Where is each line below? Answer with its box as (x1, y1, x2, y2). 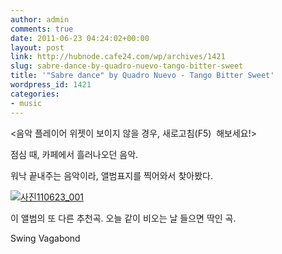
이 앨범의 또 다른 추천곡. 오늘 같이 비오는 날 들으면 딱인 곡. (10, 212, 237, 224)
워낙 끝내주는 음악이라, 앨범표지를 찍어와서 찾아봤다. (10, 169, 213, 181)
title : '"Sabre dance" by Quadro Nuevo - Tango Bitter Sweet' (10, 71, 275, 81)
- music (10, 98, 43, 108)
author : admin (10, 14, 70, 25)
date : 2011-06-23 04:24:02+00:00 (10, 33, 150, 43)
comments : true (10, 24, 74, 34)
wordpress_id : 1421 (10, 80, 92, 90)
